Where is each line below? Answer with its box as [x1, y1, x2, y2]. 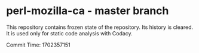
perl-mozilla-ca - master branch [6, 4, 169, 18]
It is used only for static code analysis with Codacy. [6, 29, 133, 37]
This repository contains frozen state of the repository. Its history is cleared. [6, 24, 193, 31]
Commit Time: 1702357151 [6, 41, 71, 48]
